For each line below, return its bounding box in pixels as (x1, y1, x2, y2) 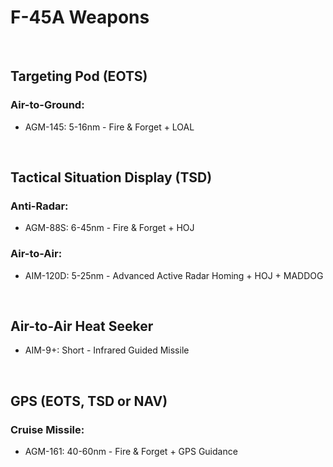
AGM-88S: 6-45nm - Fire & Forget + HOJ (24, 222, 195, 234)
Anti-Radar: (10, 199, 69, 213)
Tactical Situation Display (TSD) (10, 169, 213, 186)
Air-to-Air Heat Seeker (10, 318, 154, 335)
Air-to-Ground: (10, 98, 85, 112)
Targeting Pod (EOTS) (10, 68, 148, 85)
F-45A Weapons (10, 6, 150, 29)
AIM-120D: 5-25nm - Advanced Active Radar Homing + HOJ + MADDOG (24, 269, 324, 281)
